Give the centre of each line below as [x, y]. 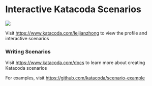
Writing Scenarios [28, 51]
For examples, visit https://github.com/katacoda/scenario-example [75, 78]
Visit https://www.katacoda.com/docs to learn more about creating [75, 63]
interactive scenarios [27, 38]
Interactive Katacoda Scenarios [73, 9]
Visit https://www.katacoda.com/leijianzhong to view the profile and [76, 33]
